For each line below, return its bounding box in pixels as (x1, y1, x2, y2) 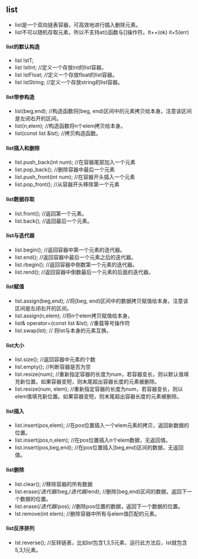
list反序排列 (6, 525, 35, 532)
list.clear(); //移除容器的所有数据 (14, 480, 93, 487)
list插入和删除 (6, 144, 40, 152)
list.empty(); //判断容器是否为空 (14, 364, 91, 371)
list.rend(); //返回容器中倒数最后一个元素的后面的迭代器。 (14, 268, 154, 275)
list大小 (6, 342, 25, 349)
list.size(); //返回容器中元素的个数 (14, 356, 96, 363)
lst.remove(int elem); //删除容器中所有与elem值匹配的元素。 (14, 510, 160, 517)
